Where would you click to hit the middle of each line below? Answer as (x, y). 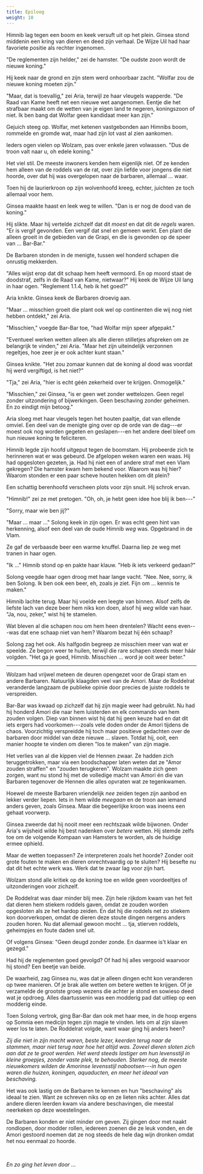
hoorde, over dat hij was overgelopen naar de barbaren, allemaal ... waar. (97, 176)
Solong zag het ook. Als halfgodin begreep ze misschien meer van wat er (97, 644)
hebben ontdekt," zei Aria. (39, 316)
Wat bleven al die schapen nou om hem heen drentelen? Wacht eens (92, 626)
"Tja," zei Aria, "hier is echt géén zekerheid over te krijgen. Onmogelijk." (96, 382)
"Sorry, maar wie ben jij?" (38, 510)
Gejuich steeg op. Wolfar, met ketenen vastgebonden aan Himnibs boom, (97, 127)
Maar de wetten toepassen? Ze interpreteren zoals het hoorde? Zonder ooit (100, 855)
